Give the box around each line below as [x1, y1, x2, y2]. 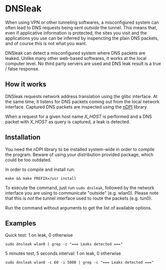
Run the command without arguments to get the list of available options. [5, 205, 152, 211]
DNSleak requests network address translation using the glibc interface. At [5, 93, 158, 99]
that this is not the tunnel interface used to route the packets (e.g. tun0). [5, 195, 153, 201]
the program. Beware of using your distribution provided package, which [5, 152, 154, 158]
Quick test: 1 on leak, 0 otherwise [5, 232, 73, 238]
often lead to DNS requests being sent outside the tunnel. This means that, [5, 24, 158, 30]
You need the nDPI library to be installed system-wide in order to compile [5, 146, 155, 152]
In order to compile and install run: [5, 166, 75, 172]
